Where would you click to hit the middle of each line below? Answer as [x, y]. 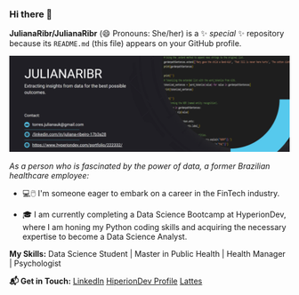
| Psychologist [35, 263]
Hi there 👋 [31, 14]
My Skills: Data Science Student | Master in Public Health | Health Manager [148, 253]
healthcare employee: [49, 175]
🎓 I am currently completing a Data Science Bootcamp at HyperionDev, [154, 214]
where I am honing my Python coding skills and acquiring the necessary [154, 227]
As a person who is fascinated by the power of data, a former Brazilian [140, 166]
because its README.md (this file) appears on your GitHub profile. [125, 44]
